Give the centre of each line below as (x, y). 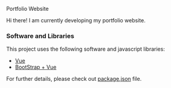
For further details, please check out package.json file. (74, 79)
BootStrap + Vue (36, 67)
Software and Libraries (40, 36)
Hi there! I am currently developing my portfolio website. (76, 20)
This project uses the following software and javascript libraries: (86, 49)
